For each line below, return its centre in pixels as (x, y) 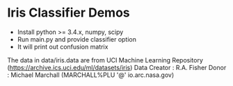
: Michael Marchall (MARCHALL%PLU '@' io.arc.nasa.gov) (91, 75)
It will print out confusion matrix (63, 46)
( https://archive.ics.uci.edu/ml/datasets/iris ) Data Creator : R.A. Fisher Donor (117, 67)
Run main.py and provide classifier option (77, 39)
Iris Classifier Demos (69, 13)
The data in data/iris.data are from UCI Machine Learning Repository (105, 60)
